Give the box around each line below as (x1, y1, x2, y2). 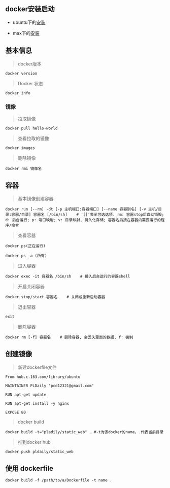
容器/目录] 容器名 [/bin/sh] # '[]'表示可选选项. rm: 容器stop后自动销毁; (11, 212, 164, 217)
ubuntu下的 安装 (12, 19, 46, 25)
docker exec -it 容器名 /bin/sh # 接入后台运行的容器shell (5, 273, 130, 279)
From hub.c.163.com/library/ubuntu (5, 374, 81, 379)
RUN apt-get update (5, 392, 47, 397)
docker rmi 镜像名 (5, 166, 42, 171)
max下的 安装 (12, 30, 40, 36)
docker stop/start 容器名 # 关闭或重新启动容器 (5, 294, 106, 299)
